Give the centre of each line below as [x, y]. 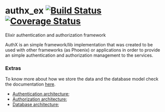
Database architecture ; [36, 105]
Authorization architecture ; [40, 99]
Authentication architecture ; [41, 94]
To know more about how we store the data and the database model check [82, 79]
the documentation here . [30, 84]
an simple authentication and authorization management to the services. [79, 55]
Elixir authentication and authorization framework [55, 35]
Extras [13, 68]
